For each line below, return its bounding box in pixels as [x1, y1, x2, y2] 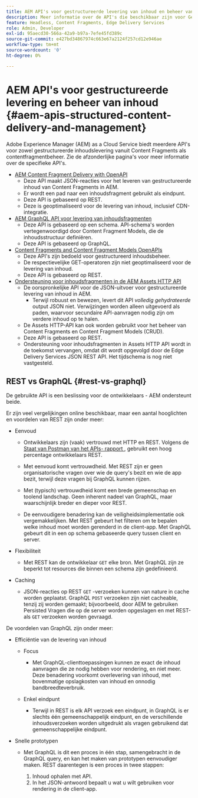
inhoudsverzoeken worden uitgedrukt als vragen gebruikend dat [32, 719, 189, 727]
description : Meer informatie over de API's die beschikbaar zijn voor [6, 14, 186, 20]
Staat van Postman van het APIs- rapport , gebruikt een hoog [23, 445, 172, 452]
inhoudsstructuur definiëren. [23, 233, 93, 241]
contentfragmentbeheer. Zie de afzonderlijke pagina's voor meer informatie [6, 153, 189, 160]
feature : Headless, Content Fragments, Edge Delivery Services [6, 20, 165, 25]
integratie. [23, 208, 48, 216]
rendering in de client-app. [32, 786, 97, 793]
